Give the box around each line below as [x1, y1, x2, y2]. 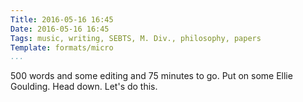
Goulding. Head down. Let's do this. [10, 81, 158, 93]
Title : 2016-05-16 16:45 [10, 14, 114, 25]
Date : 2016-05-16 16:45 [10, 24, 110, 34]
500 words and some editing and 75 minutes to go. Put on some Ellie [10, 70, 293, 82]
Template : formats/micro [10, 42, 114, 53]
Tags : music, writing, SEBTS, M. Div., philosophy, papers [10, 33, 262, 43]
